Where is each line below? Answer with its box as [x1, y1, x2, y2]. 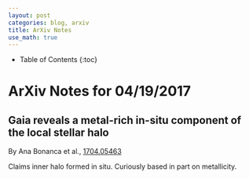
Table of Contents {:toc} [19, 55, 98, 64]
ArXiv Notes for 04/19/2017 [8, 82, 191, 100]
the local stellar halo [8, 126, 109, 139]
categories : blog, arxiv [8, 19, 90, 27]
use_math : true [8, 33, 58, 42]
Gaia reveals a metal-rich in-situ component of [8, 113, 242, 126]
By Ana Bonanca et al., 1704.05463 [8, 147, 122, 156]
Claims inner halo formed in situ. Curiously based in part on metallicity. [8, 162, 237, 171]
